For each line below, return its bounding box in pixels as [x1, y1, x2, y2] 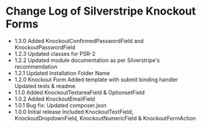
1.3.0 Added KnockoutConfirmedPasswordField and [14, 37, 144, 44]
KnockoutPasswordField [14, 44, 76, 51]
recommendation [14, 62, 58, 70]
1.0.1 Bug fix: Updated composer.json [14, 101, 107, 109]
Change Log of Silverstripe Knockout [5, 4, 196, 18]
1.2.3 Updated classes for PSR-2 [14, 50, 96, 57]
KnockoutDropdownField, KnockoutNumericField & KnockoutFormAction [14, 114, 197, 122]
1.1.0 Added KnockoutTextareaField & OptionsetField [14, 89, 145, 96]
